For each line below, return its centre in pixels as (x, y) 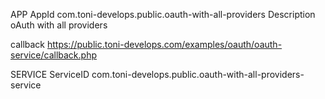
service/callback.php (53, 55)
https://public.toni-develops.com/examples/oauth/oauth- (164, 44)
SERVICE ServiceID (50, 74)
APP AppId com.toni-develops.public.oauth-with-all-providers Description (163, 14)
